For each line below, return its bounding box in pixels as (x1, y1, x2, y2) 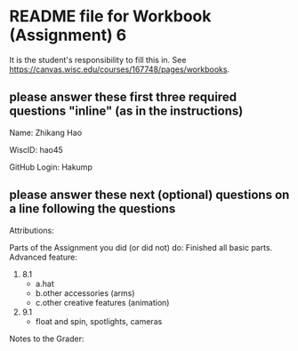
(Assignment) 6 (9, 25, 127, 45)
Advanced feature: (9, 251, 77, 262)
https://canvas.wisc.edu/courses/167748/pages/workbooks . (9, 64, 230, 75)
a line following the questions (9, 202, 176, 217)
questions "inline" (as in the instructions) (9, 104, 244, 119)
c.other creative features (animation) (35, 297, 170, 307)
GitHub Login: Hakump (9, 162, 93, 172)
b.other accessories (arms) (35, 287, 135, 299)
